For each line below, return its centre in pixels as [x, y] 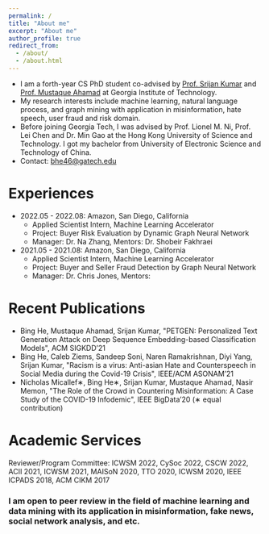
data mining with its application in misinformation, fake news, [131, 511]
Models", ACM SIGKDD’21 [63, 348]
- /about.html [39, 61]
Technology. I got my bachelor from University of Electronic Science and [141, 144]
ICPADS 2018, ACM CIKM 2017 [59, 480]
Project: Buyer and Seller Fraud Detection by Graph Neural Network [144, 267]
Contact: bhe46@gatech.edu [68, 161]
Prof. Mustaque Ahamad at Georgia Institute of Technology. [118, 92]
